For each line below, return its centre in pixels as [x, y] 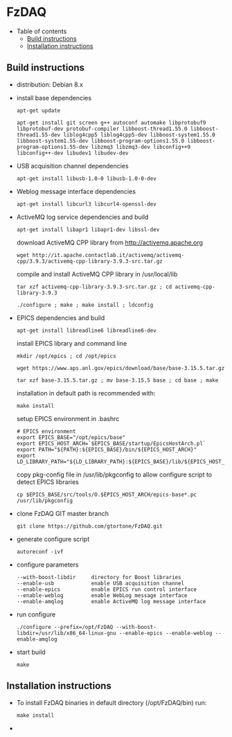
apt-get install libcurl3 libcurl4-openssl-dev [86, 204]
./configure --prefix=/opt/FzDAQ [65, 627]
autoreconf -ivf [40, 551]
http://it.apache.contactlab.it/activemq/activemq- [108, 255]
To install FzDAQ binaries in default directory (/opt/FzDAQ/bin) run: [111, 702]
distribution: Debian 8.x [50, 85]
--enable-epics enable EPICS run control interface [107, 589]
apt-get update [38, 110]
